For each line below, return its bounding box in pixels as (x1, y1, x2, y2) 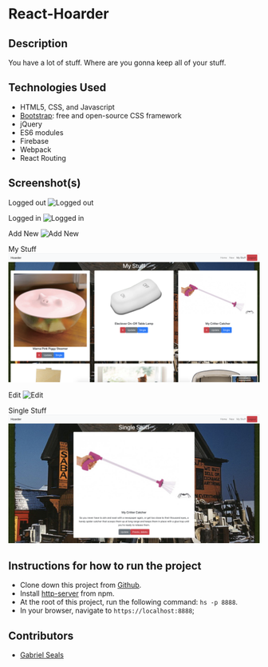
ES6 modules (19, 127, 64, 137)
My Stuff (8, 244, 37, 254)
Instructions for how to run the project (8, 559, 202, 573)
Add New (8, 229, 39, 238)
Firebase (19, 136, 49, 146)
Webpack (19, 145, 52, 154)
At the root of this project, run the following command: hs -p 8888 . (19, 597, 238, 607)
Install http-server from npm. (19, 589, 115, 598)
